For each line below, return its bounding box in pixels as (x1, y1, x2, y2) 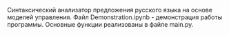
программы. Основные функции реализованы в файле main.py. (7, 21, 194, 28)
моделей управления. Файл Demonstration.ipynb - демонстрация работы (7, 13, 223, 21)
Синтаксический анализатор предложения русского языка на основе (7, 6, 212, 14)
